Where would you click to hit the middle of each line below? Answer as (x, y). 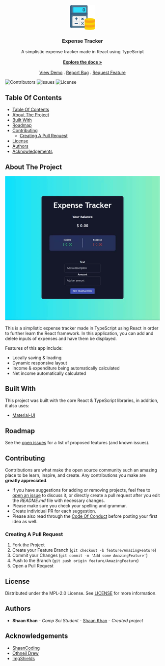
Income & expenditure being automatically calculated (66, 368)
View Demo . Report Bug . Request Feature (82, 73)
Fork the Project (28, 545)
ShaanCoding (26, 648)
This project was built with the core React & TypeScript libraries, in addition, (82, 400)
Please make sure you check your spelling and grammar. (69, 505)
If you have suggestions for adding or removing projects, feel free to (81, 490)
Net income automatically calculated (49, 373)
